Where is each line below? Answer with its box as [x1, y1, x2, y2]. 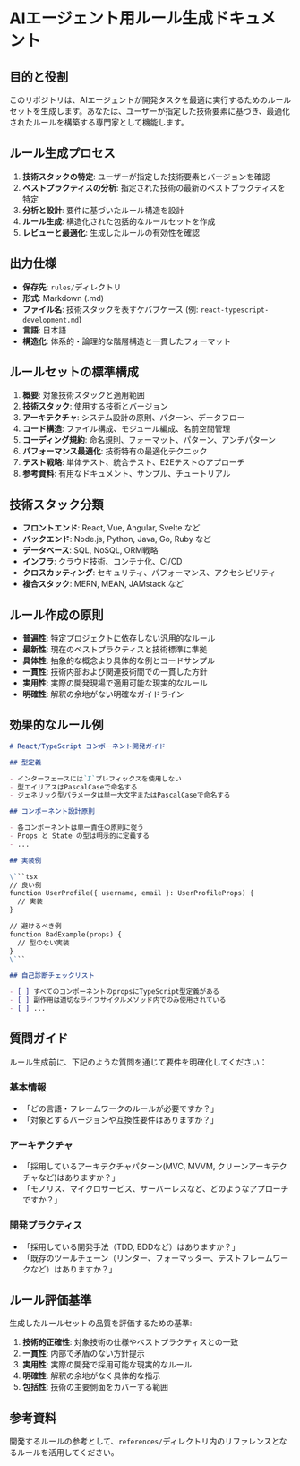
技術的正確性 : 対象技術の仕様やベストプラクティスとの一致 [21, 1337, 239, 1348]
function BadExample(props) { [9, 929, 123, 939]
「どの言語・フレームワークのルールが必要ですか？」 [21, 1103, 219, 1114]
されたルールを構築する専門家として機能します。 [9, 117, 190, 127]
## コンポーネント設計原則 [9, 807, 96, 816]
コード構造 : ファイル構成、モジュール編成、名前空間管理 [21, 423, 231, 435]
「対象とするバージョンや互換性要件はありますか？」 [21, 1114, 219, 1125]
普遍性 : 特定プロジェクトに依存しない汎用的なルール [21, 633, 216, 643]
